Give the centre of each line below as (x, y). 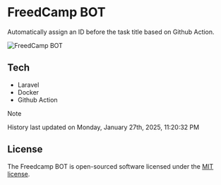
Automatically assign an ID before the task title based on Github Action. (111, 32)
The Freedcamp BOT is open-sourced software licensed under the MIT (110, 166)
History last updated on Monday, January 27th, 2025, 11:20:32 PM (103, 127)
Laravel (28, 85)
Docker (28, 92)
